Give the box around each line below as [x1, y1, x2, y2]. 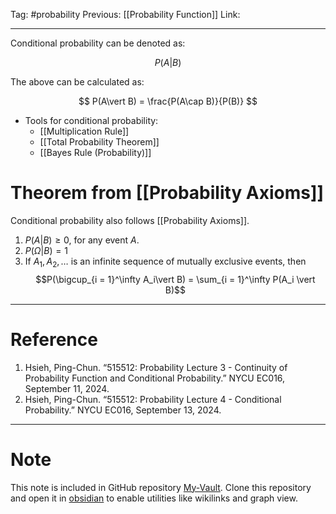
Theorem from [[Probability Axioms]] [10, 182, 325, 204]
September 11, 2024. [24, 382, 110, 394]
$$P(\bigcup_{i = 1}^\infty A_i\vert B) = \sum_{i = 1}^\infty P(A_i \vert [35, 273, 316, 285]
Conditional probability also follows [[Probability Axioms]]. [10, 214, 250, 226]
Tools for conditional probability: [24, 115, 159, 126]
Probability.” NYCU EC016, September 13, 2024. [24, 404, 222, 416]
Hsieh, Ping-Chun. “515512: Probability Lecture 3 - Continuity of [24, 361, 288, 373]
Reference [10, 328, 98, 351]
